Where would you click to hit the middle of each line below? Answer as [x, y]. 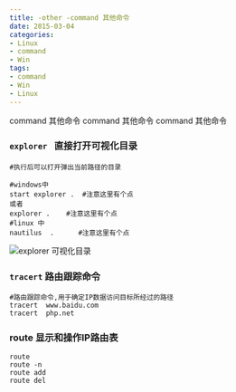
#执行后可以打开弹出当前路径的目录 [66, 167]
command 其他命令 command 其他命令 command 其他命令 [118, 120]
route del [28, 381]
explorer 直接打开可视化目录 [74, 146]
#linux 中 [27, 223]
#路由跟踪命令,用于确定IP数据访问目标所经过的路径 [92, 298]
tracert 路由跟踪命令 [55, 276]
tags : [19, 69]
